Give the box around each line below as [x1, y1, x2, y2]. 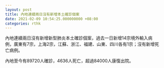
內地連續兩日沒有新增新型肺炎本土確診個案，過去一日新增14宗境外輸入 [5, 35, 148, 41]
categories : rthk [5, 21, 41, 26]
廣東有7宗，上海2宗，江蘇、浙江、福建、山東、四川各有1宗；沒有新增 [13, 41, 155, 47]
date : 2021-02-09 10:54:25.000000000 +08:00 [5, 16, 98, 21]
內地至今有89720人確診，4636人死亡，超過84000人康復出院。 [5, 58, 134, 64]
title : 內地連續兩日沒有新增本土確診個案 [5, 12, 80, 17]
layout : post [5, 7, 32, 12]
